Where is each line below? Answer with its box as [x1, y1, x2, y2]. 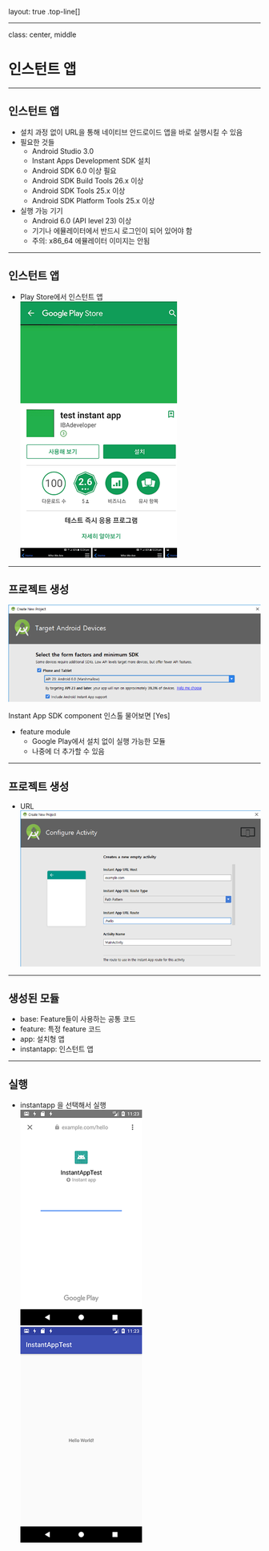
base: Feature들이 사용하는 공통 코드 [19, 1015, 136, 1024]
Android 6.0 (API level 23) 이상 [31, 215, 132, 225]
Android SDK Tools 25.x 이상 [31, 186, 126, 195]
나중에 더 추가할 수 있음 [31, 746, 106, 756]
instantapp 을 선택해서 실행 [19, 1100, 106, 1110]
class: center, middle [8, 30, 77, 39]
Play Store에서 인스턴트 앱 [19, 291, 103, 301]
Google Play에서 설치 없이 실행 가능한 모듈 [31, 737, 166, 746]
